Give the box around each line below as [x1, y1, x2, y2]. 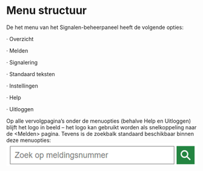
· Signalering [6, 59, 38, 66]
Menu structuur [6, 4, 87, 18]
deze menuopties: [6, 137, 52, 144]
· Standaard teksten [6, 70, 56, 77]
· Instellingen [6, 82, 38, 89]
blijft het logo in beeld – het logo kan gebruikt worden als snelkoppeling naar [6, 123, 197, 131]
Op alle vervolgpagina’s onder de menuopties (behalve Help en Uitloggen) [6, 117, 191, 124]
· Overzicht [6, 35, 34, 42]
